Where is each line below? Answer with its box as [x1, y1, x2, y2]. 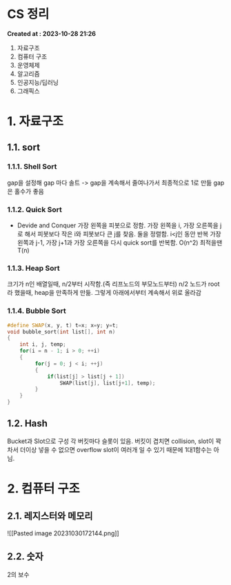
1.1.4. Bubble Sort [7, 306, 67, 316]
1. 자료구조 [7, 114, 64, 130]
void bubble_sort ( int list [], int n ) [7, 328, 116, 335]
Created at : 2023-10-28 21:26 [7, 29, 97, 38]
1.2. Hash [7, 418, 48, 429]
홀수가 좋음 [14, 187, 45, 195]
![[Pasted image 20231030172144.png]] [7, 528, 119, 537]
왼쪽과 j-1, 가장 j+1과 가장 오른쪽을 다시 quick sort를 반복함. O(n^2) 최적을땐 [17, 238, 223, 247]
